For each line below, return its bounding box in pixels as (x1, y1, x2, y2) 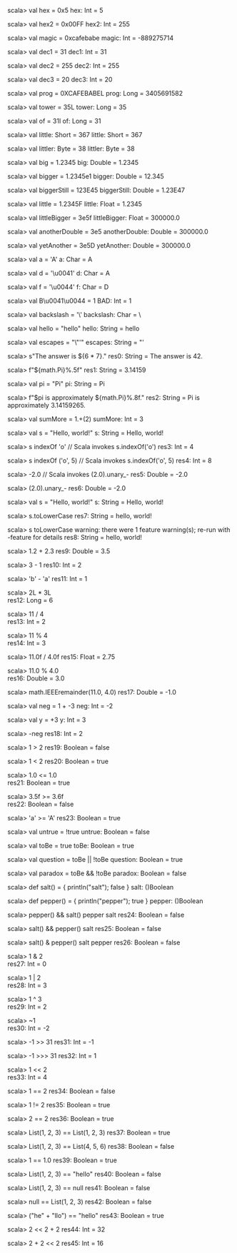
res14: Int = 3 (7, 639, 46, 647)
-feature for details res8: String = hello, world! (7, 533, 143, 541)
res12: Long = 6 (7, 596, 54, 604)
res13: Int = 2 (7, 618, 46, 625)
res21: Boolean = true (7, 778, 70, 787)
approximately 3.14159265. (7, 401, 86, 409)
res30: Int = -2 (7, 1024, 50, 1032)
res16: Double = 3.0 (7, 674, 65, 683)
